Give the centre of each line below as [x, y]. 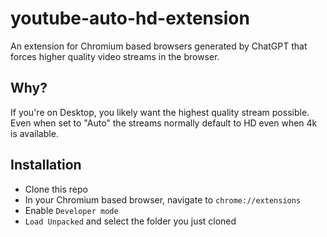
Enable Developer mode [71, 210]
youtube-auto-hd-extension [130, 18]
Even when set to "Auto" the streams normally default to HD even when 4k [164, 123]
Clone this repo [56, 189]
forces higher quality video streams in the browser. [115, 56]
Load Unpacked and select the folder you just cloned [130, 221]
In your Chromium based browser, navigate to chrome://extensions [163, 199]
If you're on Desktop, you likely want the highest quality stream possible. [160, 112]
